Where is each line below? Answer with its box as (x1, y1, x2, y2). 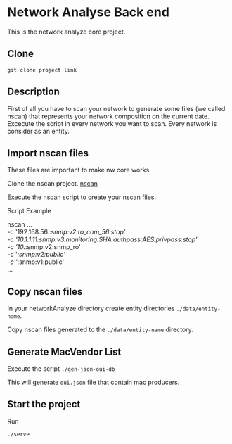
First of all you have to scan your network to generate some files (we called (7, 104, 226, 113)
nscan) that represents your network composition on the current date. (7, 112, 210, 120)
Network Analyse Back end (7, 4, 170, 20)
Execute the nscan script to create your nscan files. (7, 193, 157, 201)
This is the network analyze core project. (7, 27, 126, 36)
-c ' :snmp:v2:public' (7, 250, 65, 259)
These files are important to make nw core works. (7, 166, 151, 175)
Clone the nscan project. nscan (7, 179, 98, 188)
